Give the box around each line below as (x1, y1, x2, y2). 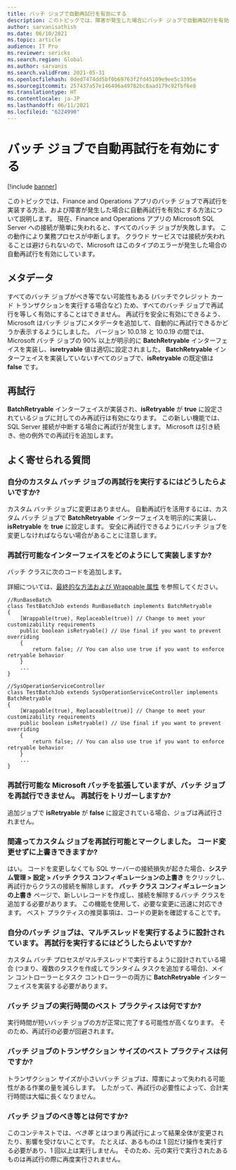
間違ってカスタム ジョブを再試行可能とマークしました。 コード (7, 837, 219, 846)
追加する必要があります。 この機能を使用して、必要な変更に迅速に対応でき (7, 899, 223, 908)
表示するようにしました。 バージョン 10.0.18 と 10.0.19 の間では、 (19, 327, 209, 336)
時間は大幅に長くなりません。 (13, 1092, 100, 1100)
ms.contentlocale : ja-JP (7, 96, 80, 103)
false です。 (7, 362, 42, 371)
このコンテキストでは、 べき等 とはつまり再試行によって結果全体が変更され (7, 1128, 224, 1137)
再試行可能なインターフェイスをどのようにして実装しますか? (7, 550, 212, 560)
